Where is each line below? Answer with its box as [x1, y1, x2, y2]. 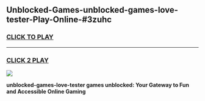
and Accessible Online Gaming [6, 88, 86, 95]
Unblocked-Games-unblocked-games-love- [6, 5, 179, 15]
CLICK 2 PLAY [6, 56, 49, 64]
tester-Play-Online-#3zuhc [6, 15, 112, 25]
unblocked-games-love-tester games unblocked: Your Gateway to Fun [6, 81, 189, 88]
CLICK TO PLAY [6, 33, 54, 42]
